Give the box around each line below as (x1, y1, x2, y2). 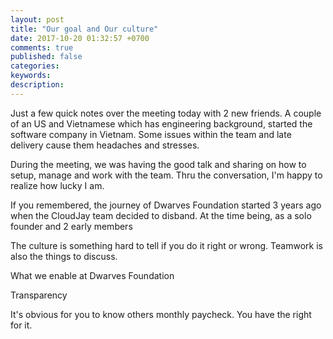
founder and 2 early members (10, 220, 133, 232)
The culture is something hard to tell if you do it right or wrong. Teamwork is (10, 239, 323, 251)
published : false (10, 52, 83, 62)
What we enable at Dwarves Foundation (10, 269, 175, 281)
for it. (10, 319, 33, 331)
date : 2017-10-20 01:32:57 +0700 (10, 33, 150, 43)
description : (10, 80, 65, 90)
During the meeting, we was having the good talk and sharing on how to (10, 158, 307, 170)
